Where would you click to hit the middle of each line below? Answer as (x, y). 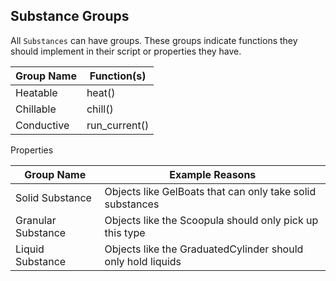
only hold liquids (143, 261)
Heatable (36, 92)
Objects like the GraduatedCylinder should (204, 249)
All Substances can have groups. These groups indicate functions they (154, 40)
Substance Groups (70, 16)
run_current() (118, 125)
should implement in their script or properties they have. (126, 51)
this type (125, 232)
